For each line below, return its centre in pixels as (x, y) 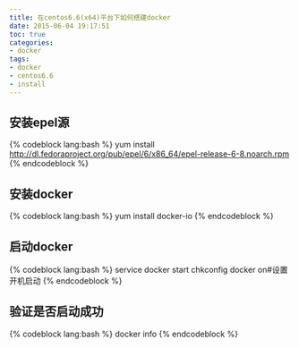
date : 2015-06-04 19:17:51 (60, 26)
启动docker (41, 246)
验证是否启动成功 (56, 312)
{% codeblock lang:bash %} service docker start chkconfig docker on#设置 (149, 270)
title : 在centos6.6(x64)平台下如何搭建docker (90, 17)
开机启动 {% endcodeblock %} (66, 281)
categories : (31, 42)
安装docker (41, 194)
